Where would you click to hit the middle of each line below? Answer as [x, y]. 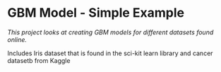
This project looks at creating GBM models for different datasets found [110, 32]
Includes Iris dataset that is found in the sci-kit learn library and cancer [110, 53]
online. [17, 39]
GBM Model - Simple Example [96, 13]
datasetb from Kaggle [39, 60]
